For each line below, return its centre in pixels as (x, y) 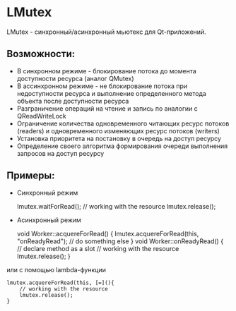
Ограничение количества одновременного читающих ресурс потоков (123, 123)
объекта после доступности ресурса (73, 101)
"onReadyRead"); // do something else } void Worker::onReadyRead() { (120, 241)
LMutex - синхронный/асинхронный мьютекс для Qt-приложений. (106, 32)
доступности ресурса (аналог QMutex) (76, 78)
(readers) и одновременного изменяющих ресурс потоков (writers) (118, 130)
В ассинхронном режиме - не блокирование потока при (102, 86)
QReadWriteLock (41, 116)
